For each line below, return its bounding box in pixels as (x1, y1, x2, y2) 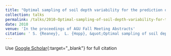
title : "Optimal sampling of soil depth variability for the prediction (5, 7, 163, 13)
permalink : (5, 17, 28, 22)
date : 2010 (5, 21, 28, 27)
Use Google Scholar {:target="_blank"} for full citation (5, 45, 117, 51)
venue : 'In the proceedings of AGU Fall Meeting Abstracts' (5, 26, 136, 32)
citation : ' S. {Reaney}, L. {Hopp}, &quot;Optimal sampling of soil (5, 31, 158, 36)
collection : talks (5, 12, 44, 17)
